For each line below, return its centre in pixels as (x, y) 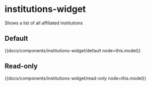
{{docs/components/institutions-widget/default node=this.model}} (73, 50)
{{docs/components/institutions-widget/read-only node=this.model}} (75, 78)
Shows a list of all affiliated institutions (44, 23)
